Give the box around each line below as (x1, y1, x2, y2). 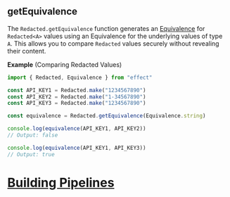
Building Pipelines (7, 174, 115, 191)
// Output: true (7, 151, 55, 158)
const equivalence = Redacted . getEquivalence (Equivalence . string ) (7, 113, 206, 120)
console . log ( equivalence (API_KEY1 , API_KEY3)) (7, 144, 146, 151)
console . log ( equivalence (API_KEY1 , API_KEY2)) (7, 125, 146, 132)
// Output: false (7, 132, 58, 139)
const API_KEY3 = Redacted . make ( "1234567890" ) (7, 100, 146, 107)
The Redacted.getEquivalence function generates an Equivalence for (7, 24, 205, 32)
